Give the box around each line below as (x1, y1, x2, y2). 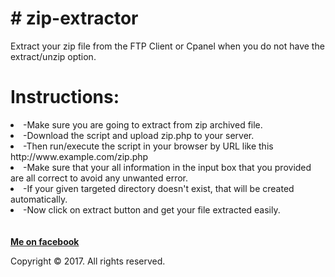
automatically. (10, 193, 68, 205)
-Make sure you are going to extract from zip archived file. (23, 118, 263, 131)
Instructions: (10, 86, 120, 109)
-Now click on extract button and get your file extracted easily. (23, 203, 281, 216)
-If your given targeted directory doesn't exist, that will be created (23, 182, 295, 194)
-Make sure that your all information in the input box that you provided (23, 161, 312, 173)
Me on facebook (10, 235, 80, 247)
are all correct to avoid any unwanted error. (10, 172, 188, 184)
